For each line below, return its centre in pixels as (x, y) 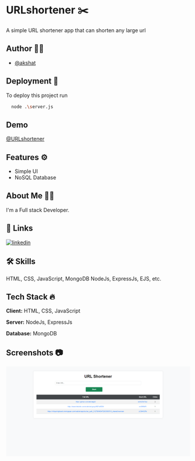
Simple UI (26, 171)
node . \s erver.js (32, 107)
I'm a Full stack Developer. (38, 210)
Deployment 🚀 (32, 81)
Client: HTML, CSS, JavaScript (43, 311)
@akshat (25, 63)
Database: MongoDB (32, 334)
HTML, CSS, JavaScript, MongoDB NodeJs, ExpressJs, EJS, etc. (84, 278)
